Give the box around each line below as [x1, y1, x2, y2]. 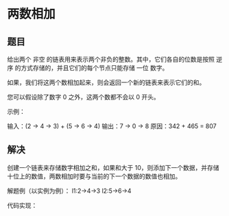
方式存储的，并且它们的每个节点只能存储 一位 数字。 [20, 64, 169, 72]
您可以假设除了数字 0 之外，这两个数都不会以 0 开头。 [7, 93, 160, 101]
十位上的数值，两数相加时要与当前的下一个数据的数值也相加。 [7, 172, 182, 180]
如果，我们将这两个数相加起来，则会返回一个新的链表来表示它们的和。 [7, 78, 206, 86]
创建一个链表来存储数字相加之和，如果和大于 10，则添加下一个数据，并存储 [7, 163, 219, 171]
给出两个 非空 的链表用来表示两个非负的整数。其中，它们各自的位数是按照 [7, 56, 215, 63]
